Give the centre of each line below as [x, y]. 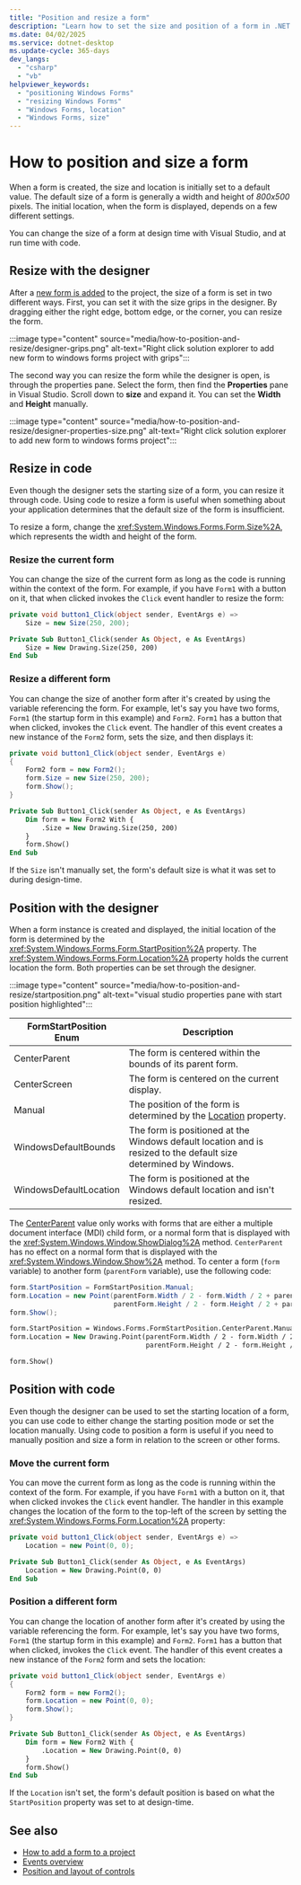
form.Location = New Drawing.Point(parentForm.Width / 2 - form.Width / [148, 1337]
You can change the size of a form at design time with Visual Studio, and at [148, 234]
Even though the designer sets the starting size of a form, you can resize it [147, 490]
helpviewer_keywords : [50, 84]
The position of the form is [184, 1104]
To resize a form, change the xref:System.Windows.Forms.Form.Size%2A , [146, 527]
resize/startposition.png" [55, 995]
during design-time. [46, 880]
